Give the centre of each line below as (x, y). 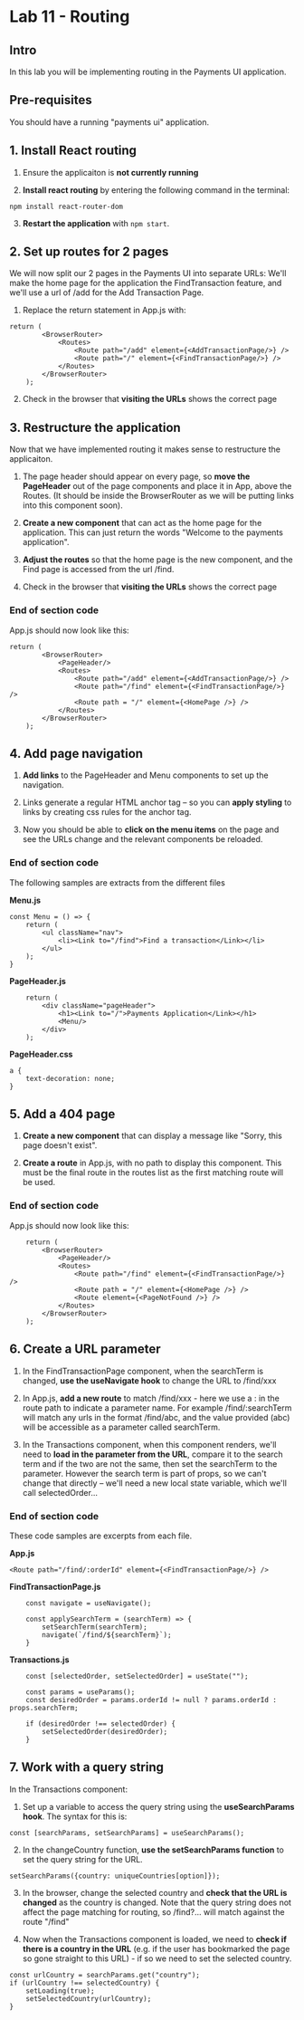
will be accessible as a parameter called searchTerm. (121, 1427)
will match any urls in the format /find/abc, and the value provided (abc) (156, 1417)
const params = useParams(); (81, 1692)
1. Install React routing (73, 151)
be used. (39, 1182)
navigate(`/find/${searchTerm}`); (107, 1635)
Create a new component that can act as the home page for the (142, 523)
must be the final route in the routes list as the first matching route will (152, 1173)
